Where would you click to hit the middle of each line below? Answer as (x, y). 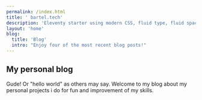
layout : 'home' (25, 28)
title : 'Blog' (29, 40)
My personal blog (40, 69)
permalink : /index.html (36, 12)
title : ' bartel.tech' (35, 17)
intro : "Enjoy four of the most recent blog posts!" (79, 46)
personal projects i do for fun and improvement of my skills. (80, 90)
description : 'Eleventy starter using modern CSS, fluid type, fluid (95, 23)
